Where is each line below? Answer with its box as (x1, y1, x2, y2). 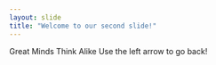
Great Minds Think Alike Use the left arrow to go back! (9, 45, 208, 56)
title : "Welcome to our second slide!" (9, 21, 157, 30)
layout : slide (9, 12, 62, 22)
